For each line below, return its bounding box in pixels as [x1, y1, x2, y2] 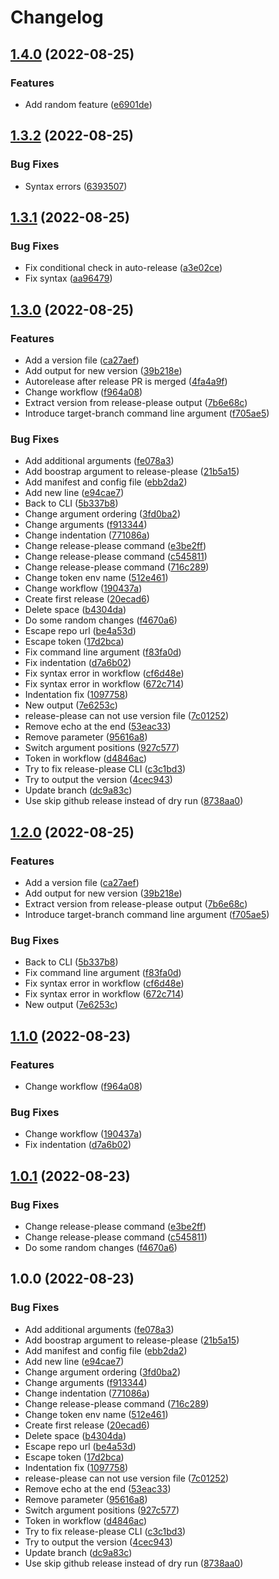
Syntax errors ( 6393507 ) [24, 180, 128, 192]
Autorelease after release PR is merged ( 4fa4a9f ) [24, 375, 228, 387]
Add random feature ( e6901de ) [24, 98, 153, 110]
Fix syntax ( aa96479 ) [24, 272, 113, 285]
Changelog [10, 6, 104, 29]
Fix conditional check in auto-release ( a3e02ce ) [24, 262, 223, 274]
